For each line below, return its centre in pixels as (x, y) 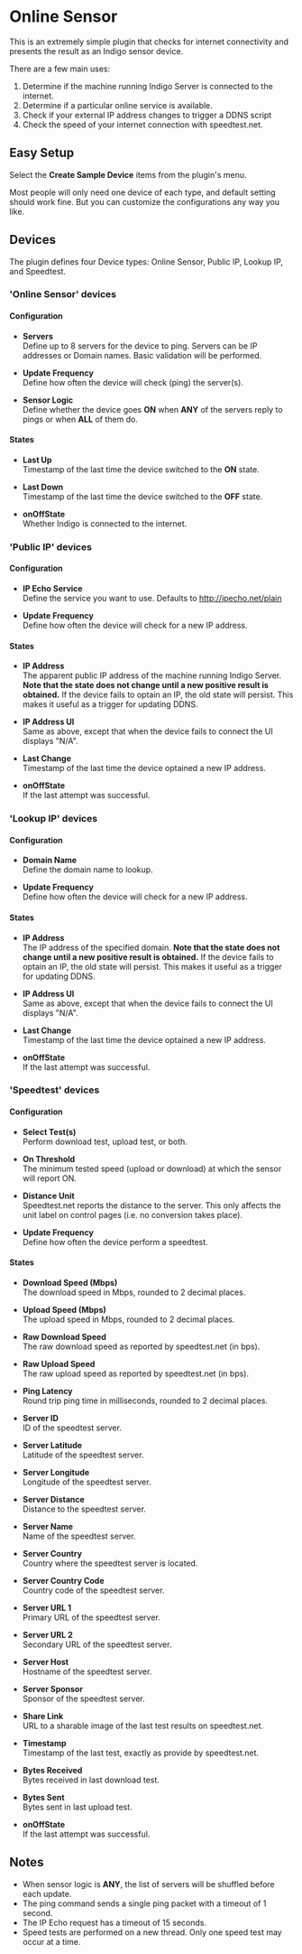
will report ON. (49, 1178)
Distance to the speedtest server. (84, 1509)
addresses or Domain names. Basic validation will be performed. (142, 355)
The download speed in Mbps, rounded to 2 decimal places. (134, 1292)
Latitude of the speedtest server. (83, 1455)
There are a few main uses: (60, 69)
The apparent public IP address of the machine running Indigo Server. (152, 675)
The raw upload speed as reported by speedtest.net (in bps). (136, 1373)
